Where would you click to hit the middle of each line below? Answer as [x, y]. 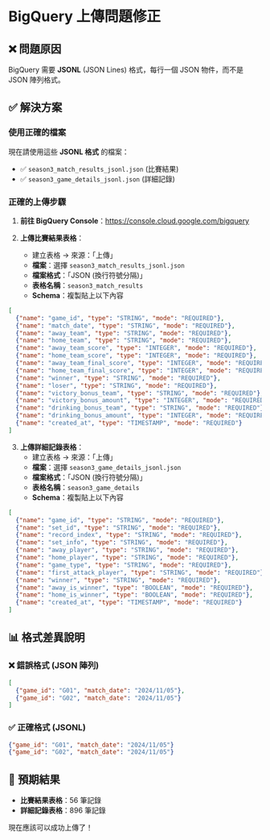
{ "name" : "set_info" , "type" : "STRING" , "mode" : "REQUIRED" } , [122, 543]
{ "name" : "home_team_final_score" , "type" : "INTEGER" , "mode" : [123, 370]
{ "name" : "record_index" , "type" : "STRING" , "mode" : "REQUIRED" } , [129, 535]
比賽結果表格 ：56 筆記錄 [61, 800]
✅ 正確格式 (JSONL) [47, 728]
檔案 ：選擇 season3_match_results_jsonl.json [108, 265]
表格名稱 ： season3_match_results [87, 285]
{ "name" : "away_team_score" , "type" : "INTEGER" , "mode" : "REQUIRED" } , [136, 348]
